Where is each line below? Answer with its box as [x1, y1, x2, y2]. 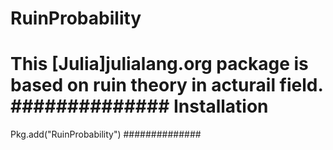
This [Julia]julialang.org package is [10, 53, 309, 76]
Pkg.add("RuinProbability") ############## [10, 128, 202, 141]
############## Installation [10, 95, 269, 118]
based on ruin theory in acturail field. [10, 74, 323, 97]
